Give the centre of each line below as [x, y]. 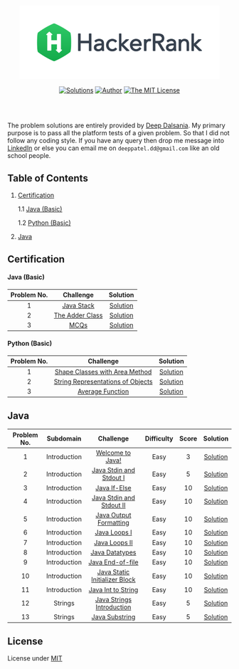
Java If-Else [113, 488]
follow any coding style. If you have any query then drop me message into [116, 141]
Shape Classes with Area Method [103, 372]
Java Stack [78, 305]
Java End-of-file [113, 562]
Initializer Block [113, 580]
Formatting [113, 523]
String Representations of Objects [103, 381]
